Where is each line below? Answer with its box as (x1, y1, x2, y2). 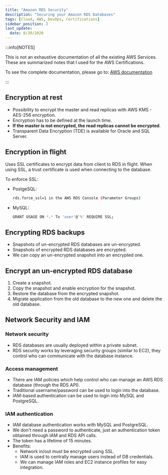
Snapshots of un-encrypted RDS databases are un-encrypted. (12, 242, 141, 248)
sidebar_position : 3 (5, 21, 49, 27)
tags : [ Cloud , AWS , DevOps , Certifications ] (5, 17, 100, 22)
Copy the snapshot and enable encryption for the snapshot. (12, 285, 136, 291)
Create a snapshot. (12, 280, 52, 286)
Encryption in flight (5, 148, 67, 156)
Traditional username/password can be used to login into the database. (12, 387, 160, 393)
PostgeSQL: (12, 186, 38, 192)
